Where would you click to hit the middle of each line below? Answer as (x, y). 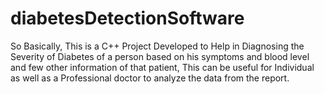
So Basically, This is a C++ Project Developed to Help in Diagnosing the (157, 46)
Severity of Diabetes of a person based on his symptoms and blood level (160, 56)
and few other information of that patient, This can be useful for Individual (162, 67)
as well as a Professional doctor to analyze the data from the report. (150, 78)
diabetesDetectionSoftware (127, 18)
